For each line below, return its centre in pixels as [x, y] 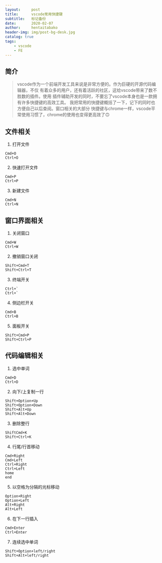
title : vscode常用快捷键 [34, 14]
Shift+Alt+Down [20, 413]
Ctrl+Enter [16, 532]
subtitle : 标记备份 [26, 19]
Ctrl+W [12, 247]
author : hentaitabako [31, 28]
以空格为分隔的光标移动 [36, 487]
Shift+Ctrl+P [18, 339]
